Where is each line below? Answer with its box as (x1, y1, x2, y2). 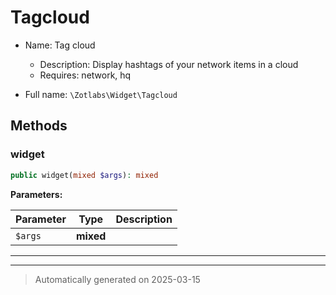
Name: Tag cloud (24, 39, 96, 51)
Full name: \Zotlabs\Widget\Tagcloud (24, 88, 178, 100)
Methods (10, 117, 68, 135)
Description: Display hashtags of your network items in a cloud (39, 58, 299, 70)
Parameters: (10, 188, 63, 200)
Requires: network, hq (39, 69, 132, 81)
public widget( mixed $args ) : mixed (10, 170, 159, 180)
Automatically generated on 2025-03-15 (34, 273, 201, 285)
